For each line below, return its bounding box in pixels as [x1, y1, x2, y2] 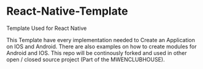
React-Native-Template [6, 4, 128, 18]
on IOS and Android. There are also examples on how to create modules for [6, 43, 197, 50]
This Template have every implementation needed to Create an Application [6, 36, 195, 43]
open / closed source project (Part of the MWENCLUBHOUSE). [6, 56, 166, 63]
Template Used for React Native [6, 24, 87, 32]
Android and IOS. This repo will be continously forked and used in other [6, 49, 187, 56]
